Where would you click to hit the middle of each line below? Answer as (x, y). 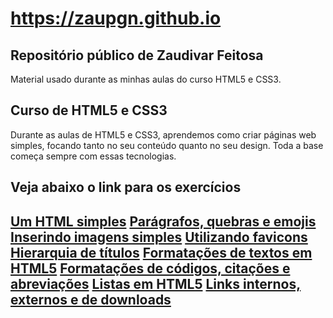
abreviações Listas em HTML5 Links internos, (156, 283)
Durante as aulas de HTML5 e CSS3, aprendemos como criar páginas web (163, 134)
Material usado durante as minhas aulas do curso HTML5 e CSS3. (146, 79)
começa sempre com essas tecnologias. (93, 156)
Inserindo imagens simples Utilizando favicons (159, 237)
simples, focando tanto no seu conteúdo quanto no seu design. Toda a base (167, 145)
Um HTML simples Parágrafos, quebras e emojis (163, 221)
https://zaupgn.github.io (116, 18)
